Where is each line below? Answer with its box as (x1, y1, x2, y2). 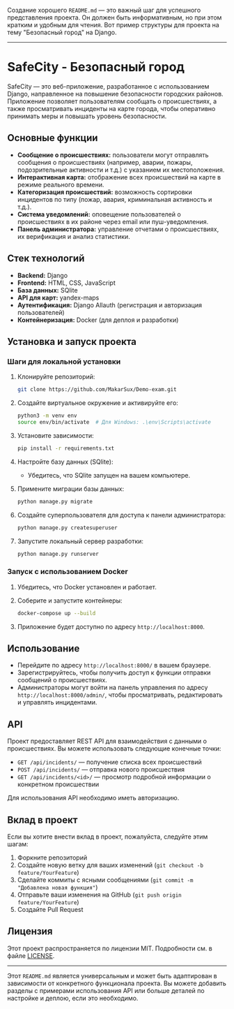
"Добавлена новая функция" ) (17, 883, 98, 891)
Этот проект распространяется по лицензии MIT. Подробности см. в (7, 944, 212, 952)
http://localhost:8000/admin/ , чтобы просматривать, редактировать (17, 691, 223, 699)
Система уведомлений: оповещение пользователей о (17, 209, 181, 219)
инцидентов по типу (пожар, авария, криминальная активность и (17, 195, 212, 203)
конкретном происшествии (17, 780, 100, 788)
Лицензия (7, 925, 53, 938)
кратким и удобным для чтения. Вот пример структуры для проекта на (7, 21, 219, 29)
